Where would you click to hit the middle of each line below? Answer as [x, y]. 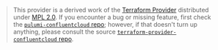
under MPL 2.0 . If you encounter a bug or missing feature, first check [112, 17]
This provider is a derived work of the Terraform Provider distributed [111, 10]
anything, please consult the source [64, 32]
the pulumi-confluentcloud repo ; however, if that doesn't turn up [105, 24]
